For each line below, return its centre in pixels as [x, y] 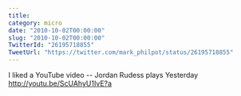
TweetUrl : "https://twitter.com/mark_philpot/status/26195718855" [121, 52]
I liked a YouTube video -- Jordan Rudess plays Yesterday [103, 75]
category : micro [35, 23]
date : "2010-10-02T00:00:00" [57, 30]
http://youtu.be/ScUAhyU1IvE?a [60, 83]
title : [19, 15]
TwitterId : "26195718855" [51, 45]
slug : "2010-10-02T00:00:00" [57, 38]
